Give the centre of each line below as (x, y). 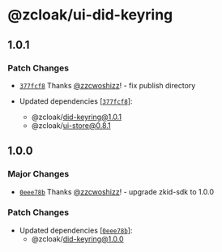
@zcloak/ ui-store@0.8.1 (71, 125)
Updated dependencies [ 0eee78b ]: (76, 230)
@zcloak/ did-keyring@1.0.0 (77, 239)
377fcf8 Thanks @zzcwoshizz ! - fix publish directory (107, 85)
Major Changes (38, 174)
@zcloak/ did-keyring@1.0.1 (77, 117)
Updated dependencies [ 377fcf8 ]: (76, 101)
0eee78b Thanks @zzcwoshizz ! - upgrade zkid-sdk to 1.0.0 (117, 191)
